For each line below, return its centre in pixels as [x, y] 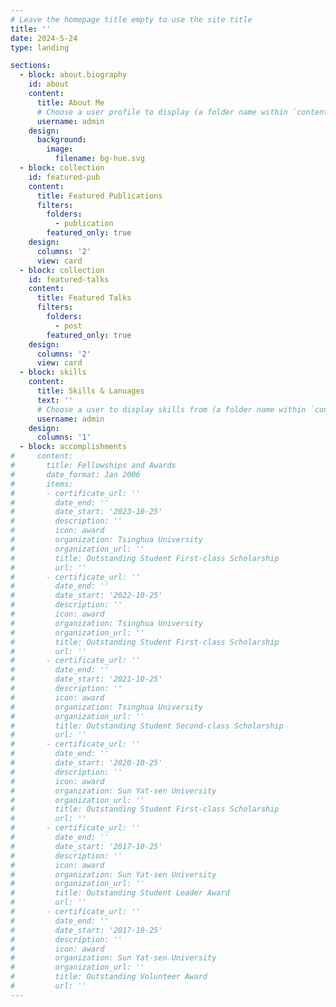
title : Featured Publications [99, 196]
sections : [31, 66]
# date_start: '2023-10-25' [86, 512]
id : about [49, 84]
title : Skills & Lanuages [90, 391]
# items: [42, 484]
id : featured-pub [64, 177]
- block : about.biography [73, 75]
